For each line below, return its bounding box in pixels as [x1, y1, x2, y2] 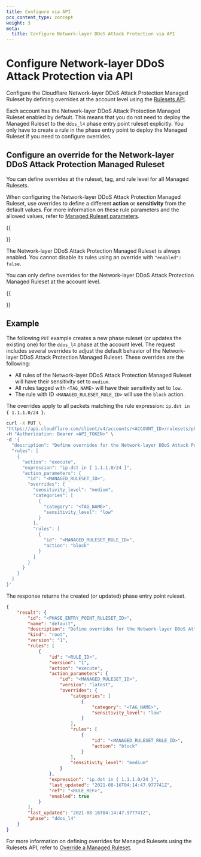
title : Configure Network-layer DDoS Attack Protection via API [11, 31, 175, 37]
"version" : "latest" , [59, 682, 114, 688]
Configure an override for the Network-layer [6, 150, 175, 161]
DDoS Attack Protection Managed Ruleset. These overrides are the [20, 353, 184, 361]
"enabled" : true [48, 793, 90, 800]
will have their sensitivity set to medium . [14, 378, 110, 385]
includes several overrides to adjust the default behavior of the [6, 347, 161, 354]
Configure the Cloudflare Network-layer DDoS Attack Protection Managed [6, 89, 188, 96]
